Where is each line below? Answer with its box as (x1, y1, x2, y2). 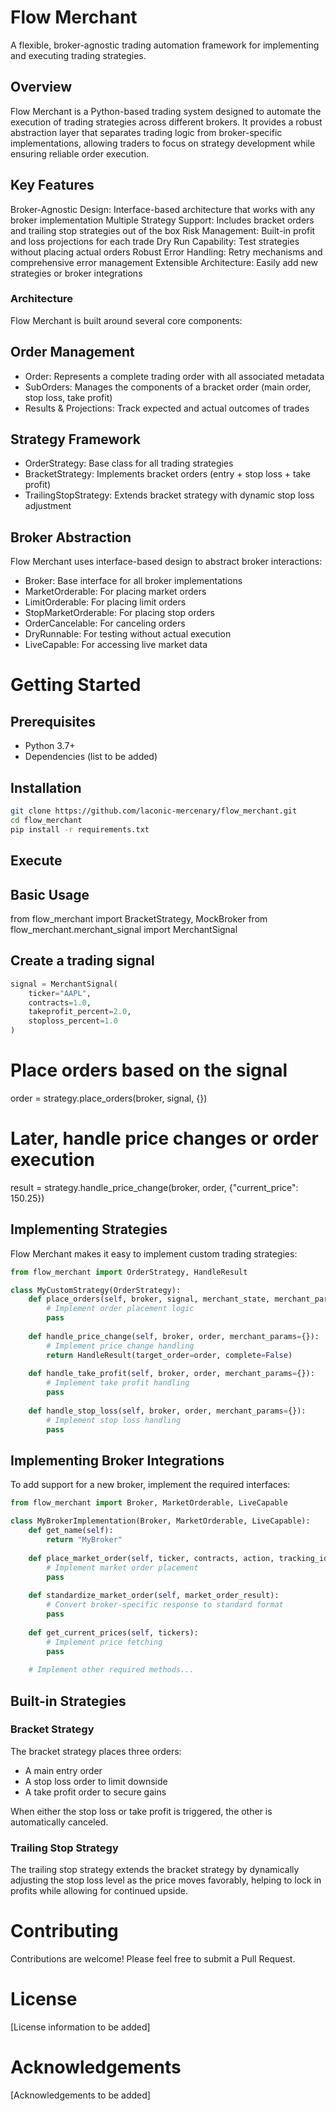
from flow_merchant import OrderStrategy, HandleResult (10, 1267, 248, 1277)
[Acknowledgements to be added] (10, 2089, 151, 2101)
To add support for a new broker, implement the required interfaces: (10, 1479, 291, 1491)
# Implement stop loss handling (46, 1415, 182, 1425)
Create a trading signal (10, 952, 155, 970)
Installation (10, 779, 82, 796)
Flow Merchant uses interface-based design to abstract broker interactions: (10, 556, 323, 568)
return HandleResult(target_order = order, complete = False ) (46, 1350, 293, 1360)
